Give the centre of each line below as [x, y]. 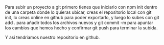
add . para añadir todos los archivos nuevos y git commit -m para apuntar [79, 22]
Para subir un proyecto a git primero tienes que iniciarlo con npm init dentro [81, 7]
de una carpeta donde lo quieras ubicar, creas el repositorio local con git [78, 12]
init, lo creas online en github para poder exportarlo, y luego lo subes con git [82, 17]
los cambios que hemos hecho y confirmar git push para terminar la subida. [82, 28]
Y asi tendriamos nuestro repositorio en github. [53, 37]
